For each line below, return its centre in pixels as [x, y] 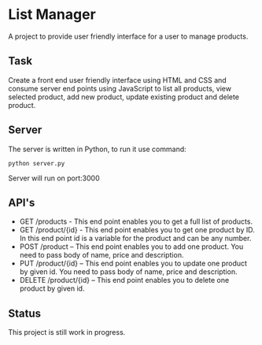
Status [25, 313]
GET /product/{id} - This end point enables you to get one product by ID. [137, 230]
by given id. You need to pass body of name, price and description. [128, 272]
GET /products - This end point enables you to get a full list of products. [136, 221]
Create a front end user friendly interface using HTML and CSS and [117, 80]
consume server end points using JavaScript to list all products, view [120, 88]
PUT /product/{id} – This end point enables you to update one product [133, 263]
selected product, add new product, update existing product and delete [124, 97]
